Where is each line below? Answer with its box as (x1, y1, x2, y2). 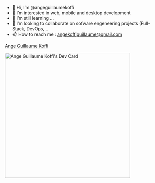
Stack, (12, 26, 26, 32)
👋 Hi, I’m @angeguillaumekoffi (12, 5, 74, 10)
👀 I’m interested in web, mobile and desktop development (12, 10, 131, 16)
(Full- (139, 20, 151, 26)
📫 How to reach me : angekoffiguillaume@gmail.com (12, 31, 122, 37)
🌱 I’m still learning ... (12, 15, 54, 21)
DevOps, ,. (26, 26, 48, 32)
